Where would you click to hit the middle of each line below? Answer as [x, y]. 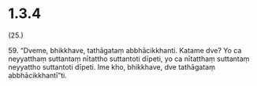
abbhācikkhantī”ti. [37, 75]
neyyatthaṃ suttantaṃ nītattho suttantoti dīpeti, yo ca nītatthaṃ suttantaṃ [129, 59]
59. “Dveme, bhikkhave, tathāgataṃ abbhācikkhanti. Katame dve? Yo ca [125, 50]
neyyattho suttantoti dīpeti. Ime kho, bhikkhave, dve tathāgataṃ [112, 66]
